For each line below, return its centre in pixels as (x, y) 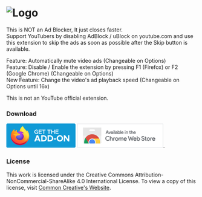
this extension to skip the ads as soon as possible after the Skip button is (97, 42)
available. (18, 49)
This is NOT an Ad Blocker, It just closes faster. (64, 30)
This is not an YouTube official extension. (57, 98)
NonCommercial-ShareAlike (41, 181)
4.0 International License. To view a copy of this (136, 181)
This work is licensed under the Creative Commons (70, 175)
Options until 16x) (28, 86)
